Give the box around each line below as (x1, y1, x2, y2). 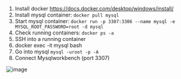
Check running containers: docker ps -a (14, 29, 114, 36)
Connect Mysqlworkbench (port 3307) (14, 55, 110, 61)
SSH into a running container (14, 36, 86, 42)
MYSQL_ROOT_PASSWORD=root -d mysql (14, 24, 104, 30)
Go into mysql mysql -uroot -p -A (14, 48, 99, 55)
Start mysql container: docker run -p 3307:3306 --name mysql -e (14, 18, 175, 24)
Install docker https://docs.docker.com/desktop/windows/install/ (14, 5, 174, 12)
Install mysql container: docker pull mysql (14, 11, 119, 18)
